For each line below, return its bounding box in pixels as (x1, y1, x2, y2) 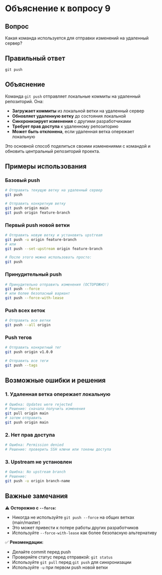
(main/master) (12, 519, 41, 525)
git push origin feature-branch (5, 210, 70, 215)
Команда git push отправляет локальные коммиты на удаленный (5, 93, 141, 99)
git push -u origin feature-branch (5, 237, 77, 242)
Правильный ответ (5, 54, 65, 63)
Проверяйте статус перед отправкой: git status (12, 554, 113, 560)
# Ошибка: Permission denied (5, 442, 64, 447)
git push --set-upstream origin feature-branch (5, 246, 103, 251)
